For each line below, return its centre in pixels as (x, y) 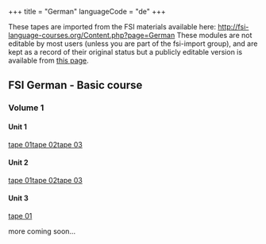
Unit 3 (19, 198)
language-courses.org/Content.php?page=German (92, 35)
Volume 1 (26, 108)
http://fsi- (233, 27)
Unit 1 (18, 127)
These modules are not (214, 35)
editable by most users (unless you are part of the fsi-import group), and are (133, 44)
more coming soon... (42, 231)
